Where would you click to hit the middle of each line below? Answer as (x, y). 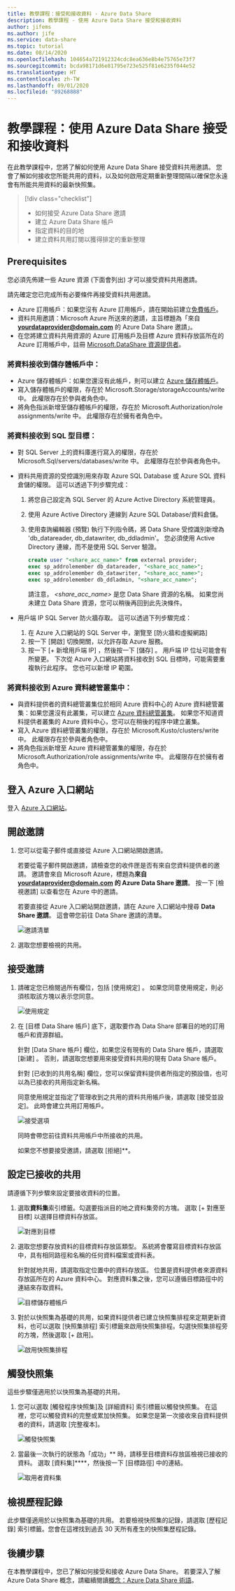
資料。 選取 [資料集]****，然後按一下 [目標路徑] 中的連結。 (102, 1463)
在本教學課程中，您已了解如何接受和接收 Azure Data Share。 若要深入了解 (114, 1571)
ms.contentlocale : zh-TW (43, 79)
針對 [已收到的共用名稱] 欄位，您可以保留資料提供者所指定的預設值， (116, 1073)
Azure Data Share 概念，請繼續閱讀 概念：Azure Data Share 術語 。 (102, 1580)
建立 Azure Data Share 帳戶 (74, 222)
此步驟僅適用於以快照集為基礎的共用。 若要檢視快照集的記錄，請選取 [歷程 (114, 1520)
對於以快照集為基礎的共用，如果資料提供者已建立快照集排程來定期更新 (119, 1317)
